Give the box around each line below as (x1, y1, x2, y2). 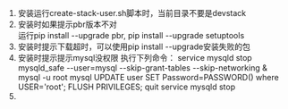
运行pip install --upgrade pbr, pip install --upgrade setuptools (17, 30, 245, 40)
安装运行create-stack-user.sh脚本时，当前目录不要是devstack (17, 8, 247, 18)
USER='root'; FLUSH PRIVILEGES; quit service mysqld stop (17, 81, 235, 92)
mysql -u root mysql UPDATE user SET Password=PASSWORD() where (17, 72, 279, 82)
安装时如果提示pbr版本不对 (17, 19, 118, 29)
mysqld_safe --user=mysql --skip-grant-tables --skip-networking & (17, 63, 268, 73)
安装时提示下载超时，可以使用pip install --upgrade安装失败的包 (17, 41, 250, 52)
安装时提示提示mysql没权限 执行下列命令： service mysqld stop (17, 53, 252, 63)
